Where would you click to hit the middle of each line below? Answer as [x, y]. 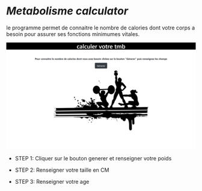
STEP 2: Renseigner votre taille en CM [62, 170]
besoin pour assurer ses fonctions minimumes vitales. [73, 34]
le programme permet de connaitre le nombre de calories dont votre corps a [101, 28]
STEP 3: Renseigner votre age [52, 182]
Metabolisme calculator [67, 11]
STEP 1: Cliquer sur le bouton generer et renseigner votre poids [93, 159]
